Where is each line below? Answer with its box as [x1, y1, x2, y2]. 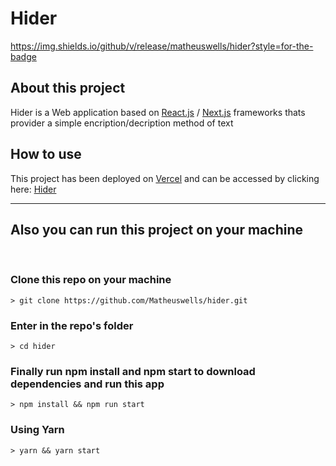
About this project [10, 80, 126, 97]
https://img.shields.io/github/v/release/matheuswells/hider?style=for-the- [10, 40, 314, 52]
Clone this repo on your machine [10, 273, 172, 287]
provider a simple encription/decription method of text [10, 117, 234, 129]
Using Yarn [10, 423, 65, 437]
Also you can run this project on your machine [10, 221, 303, 238]
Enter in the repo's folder [10, 318, 134, 332]
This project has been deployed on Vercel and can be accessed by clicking [10, 172, 320, 184]
